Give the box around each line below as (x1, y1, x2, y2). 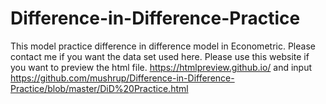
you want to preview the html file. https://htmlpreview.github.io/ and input (10, 61, 313, 73)
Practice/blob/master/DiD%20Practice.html (10, 82, 189, 94)
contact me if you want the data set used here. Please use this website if (10, 50, 310, 62)
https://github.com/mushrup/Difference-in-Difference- (10, 72, 235, 84)
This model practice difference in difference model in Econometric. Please (10, 40, 316, 52)
